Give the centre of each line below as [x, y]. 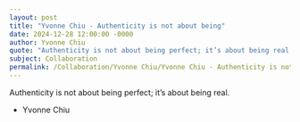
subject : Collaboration [54, 59]
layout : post [33, 17]
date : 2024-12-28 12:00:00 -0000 [71, 34]
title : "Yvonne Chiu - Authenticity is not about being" [117, 26]
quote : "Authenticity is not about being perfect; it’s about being [139, 51]
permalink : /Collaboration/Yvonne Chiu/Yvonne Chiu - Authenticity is [143, 68]
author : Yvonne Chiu [48, 42]
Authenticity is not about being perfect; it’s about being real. [120, 92]
